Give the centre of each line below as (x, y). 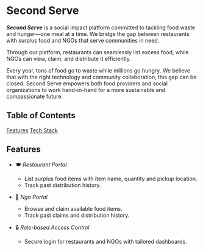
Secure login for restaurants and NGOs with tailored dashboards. (105, 241)
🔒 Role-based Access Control (52, 227)
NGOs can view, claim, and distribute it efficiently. (69, 58)
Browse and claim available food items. (73, 208)
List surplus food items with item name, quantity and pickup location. (111, 179)
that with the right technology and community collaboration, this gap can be (101, 77)
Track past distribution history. (62, 185)
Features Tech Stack (32, 130)
